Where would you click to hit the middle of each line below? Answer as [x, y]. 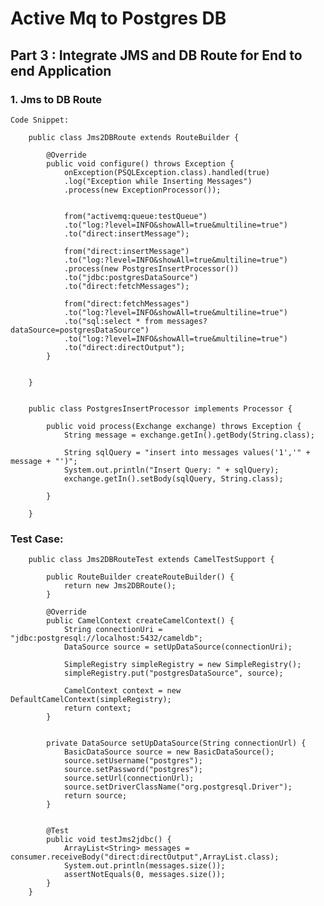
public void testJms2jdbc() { [109, 840]
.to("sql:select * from [113, 321]
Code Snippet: [40, 120]
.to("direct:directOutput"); [124, 347]
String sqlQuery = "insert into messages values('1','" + [187, 452]
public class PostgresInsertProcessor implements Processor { [160, 408]
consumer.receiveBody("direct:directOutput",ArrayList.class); [145, 857]
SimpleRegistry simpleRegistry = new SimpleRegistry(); [182, 665]
